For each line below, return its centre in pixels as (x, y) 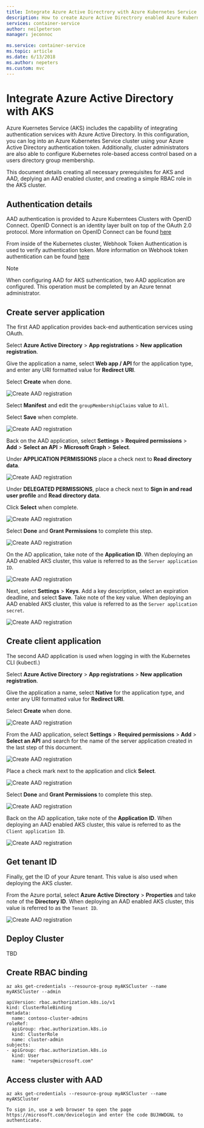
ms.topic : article (29, 51)
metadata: (19, 1013)
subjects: (19, 1045)
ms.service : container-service (46, 46)
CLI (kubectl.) (23, 662)
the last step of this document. (45, 747)
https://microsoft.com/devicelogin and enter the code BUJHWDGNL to (95, 1115)
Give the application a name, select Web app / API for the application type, (100, 363)
